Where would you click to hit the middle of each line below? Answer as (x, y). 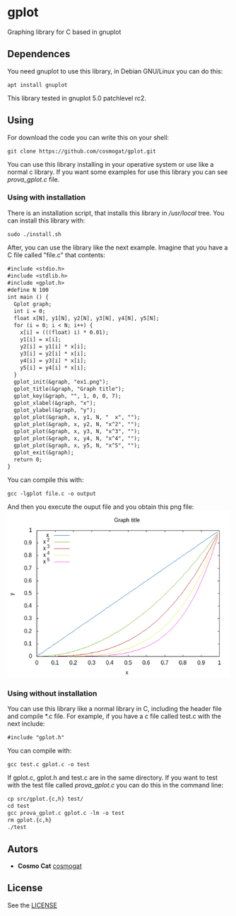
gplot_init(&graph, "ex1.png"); (61, 382)
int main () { (28, 297)
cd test (19, 806)
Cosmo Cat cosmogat (50, 866)
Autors (23, 849)
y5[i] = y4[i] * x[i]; (53, 368)
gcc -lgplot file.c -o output (52, 493)
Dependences (39, 54)
